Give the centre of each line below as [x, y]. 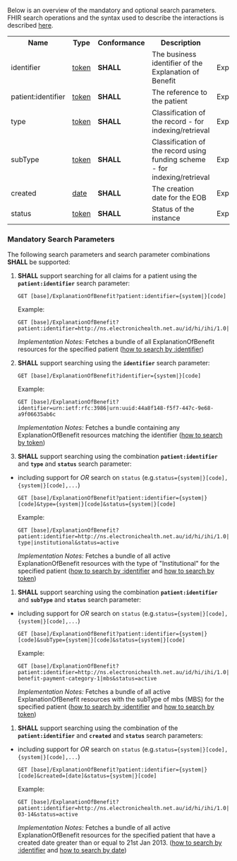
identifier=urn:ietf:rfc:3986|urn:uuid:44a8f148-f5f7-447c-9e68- [115, 409]
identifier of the [177, 63]
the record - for [178, 121]
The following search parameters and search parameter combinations [109, 255]
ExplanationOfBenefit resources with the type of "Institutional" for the [119, 564]
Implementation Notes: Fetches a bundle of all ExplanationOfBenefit [116, 342]
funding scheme [178, 160]
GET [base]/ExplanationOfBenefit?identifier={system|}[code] [109, 376]
